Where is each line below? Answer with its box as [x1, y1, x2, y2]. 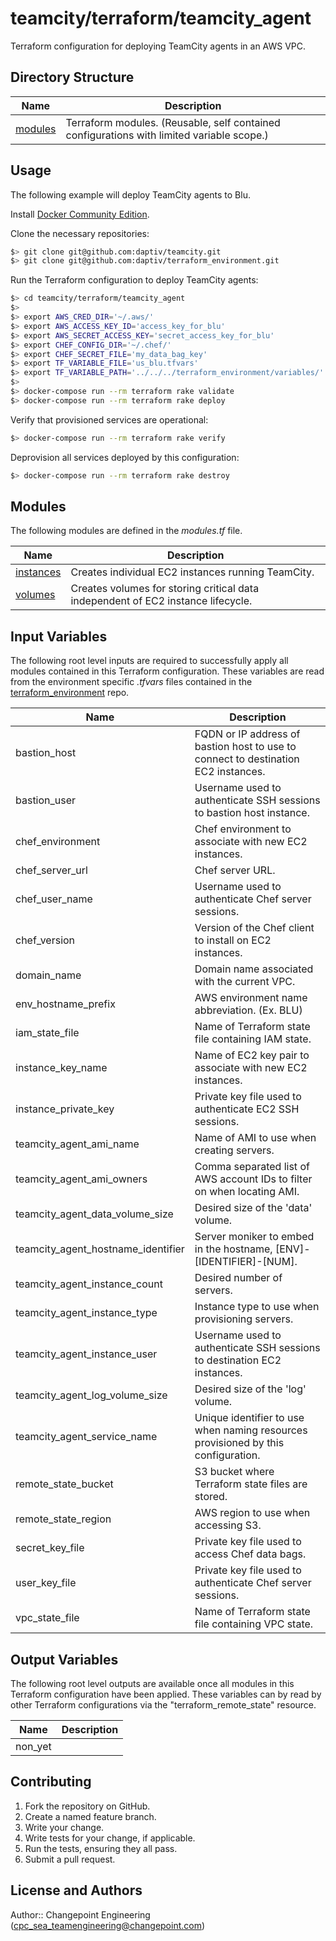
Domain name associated [194, 962, 314, 976]
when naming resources [194, 1423, 308, 1437]
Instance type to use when [194, 1300, 320, 1314]
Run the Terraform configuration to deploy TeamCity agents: [10, 274, 259, 286]
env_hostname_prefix [15, 997, 116, 1011]
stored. [194, 1490, 228, 1504]
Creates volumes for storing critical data [70, 582, 260, 596]
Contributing [10, 1773, 92, 1791]
